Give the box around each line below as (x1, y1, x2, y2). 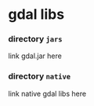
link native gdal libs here (8, 89, 87, 98)
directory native (8, 71, 71, 82)
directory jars (8, 34, 63, 45)
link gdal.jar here (8, 51, 63, 60)
